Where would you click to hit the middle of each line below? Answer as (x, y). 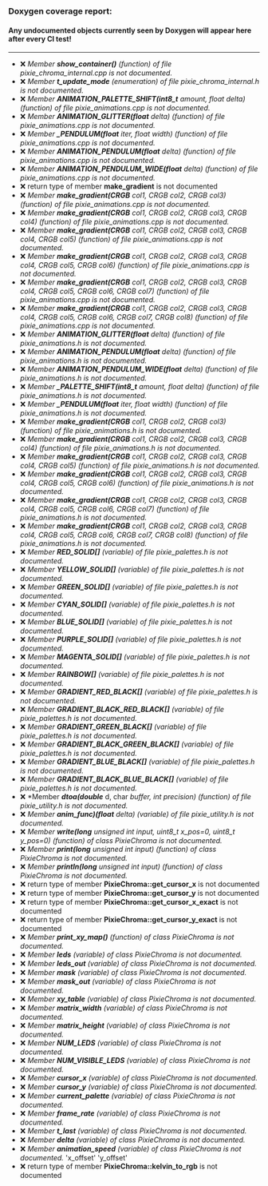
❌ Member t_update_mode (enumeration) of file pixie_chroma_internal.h (139, 82)
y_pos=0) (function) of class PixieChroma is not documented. (121, 841)
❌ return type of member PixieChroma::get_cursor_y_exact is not (128, 920)
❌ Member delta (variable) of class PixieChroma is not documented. (132, 1140)
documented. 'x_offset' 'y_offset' (73, 1158)
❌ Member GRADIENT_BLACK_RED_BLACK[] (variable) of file (122, 710)
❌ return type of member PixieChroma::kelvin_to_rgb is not (118, 1166)
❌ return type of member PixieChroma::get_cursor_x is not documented (140, 884)
